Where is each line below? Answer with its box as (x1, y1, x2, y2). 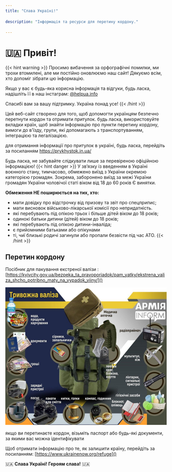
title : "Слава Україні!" (5, 8, 58, 13)
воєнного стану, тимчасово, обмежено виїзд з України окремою (5, 169, 147, 175)
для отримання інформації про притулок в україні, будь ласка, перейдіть (5, 143, 165, 149)
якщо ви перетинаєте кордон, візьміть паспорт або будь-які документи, (5, 430, 164, 436)
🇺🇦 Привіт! (5, 47, 57, 59)
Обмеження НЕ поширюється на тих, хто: (5, 190, 99, 196)
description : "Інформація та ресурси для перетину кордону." (5, 19, 139, 24)
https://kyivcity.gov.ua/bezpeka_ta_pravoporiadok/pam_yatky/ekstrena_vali (7, 272, 165, 278)
